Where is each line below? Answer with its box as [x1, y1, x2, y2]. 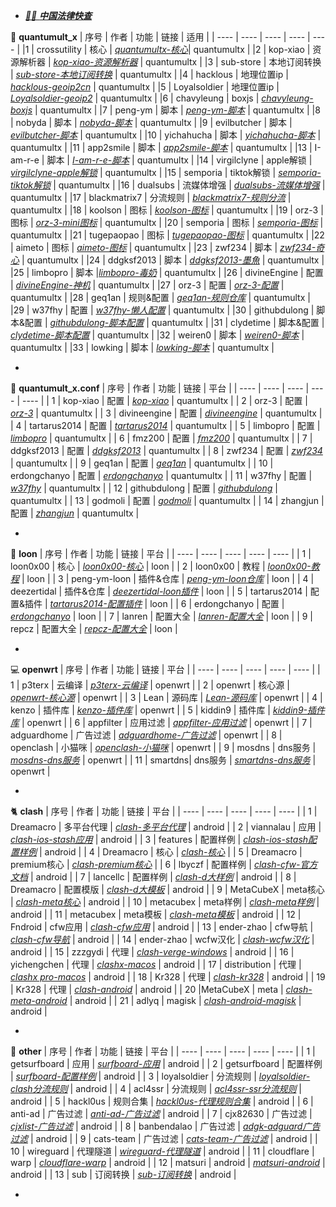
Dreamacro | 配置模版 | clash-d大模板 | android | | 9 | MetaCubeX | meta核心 [10, 884, 325, 895]
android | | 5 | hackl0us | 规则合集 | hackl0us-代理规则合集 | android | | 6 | [10, 1095, 314, 1107]
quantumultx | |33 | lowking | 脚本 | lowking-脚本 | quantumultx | [10, 342, 275, 353]
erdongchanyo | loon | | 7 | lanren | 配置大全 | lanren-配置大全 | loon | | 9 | [10, 610, 314, 622]
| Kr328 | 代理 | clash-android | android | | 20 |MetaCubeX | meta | [10, 984, 284, 995]
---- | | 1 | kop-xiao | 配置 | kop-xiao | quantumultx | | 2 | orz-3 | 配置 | [21, 395, 308, 406]
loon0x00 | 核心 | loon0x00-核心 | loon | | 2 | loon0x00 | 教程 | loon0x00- [10, 560, 312, 572]
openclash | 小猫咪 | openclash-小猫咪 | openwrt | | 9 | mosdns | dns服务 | [10, 742, 317, 753]
